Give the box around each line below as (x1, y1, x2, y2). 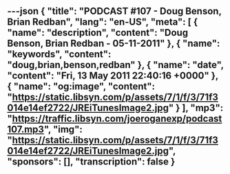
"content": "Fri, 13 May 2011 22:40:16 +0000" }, (7, 70, 219, 82)
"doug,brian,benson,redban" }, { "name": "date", (7, 59, 224, 71)
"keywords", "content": (7, 48, 112, 61)
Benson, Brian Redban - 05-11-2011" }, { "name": (7, 38, 220, 50)
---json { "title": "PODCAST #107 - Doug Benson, (7, 6, 222, 17)
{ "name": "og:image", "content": (7, 80, 156, 92)
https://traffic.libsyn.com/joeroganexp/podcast (12, 113, 222, 124)
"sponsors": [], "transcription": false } (7, 156, 176, 168)
